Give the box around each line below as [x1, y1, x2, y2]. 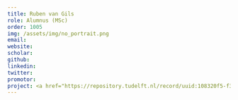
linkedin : [7, 63, 37, 70]
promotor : [7, 75, 37, 83]
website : [7, 43, 33, 50]
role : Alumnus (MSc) [7, 17, 69, 24]
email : [7, 37, 27, 44]
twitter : [7, 69, 33, 76]
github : [7, 56, 30, 63]
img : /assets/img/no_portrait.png [7, 30, 110, 37]
